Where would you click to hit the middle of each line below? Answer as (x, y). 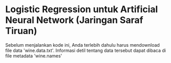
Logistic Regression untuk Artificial (82, 9)
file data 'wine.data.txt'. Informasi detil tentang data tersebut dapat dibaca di (86, 50)
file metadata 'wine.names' (34, 56)
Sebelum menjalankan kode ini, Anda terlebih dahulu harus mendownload (82, 45)
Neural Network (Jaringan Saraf (74, 20)
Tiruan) (21, 31)
